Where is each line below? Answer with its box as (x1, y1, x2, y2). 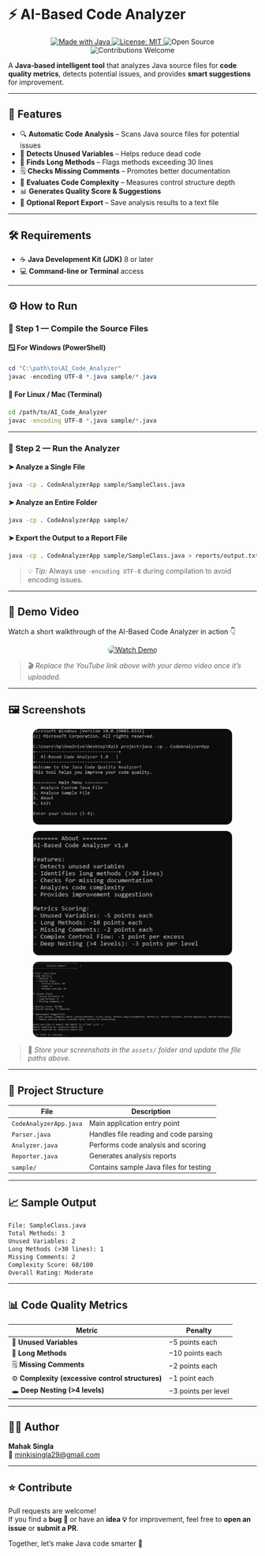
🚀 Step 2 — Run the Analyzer (8, 443, 121, 454)
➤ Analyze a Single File (8, 462, 85, 472)
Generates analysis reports (89, 1151, 177, 1161)
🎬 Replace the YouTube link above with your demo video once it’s (27, 660, 242, 670)
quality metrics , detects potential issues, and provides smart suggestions (8, 69, 251, 78)
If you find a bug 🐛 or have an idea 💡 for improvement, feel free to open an (8, 1514, 251, 1524)
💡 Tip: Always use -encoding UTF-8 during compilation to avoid (27, 566, 232, 575)
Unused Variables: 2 (8, 1237, 77, 1245)
